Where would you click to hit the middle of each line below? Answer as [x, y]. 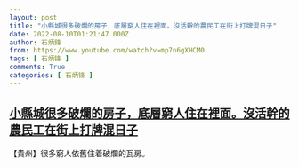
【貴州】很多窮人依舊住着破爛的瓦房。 [79, 153]
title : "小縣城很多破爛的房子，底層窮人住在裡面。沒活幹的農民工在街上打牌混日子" [143, 26]
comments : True [37, 68]
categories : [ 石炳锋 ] [51, 76]
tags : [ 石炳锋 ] [39, 59]
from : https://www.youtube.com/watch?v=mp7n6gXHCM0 [107, 51]
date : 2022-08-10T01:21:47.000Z [69, 34]
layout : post [33, 17]
